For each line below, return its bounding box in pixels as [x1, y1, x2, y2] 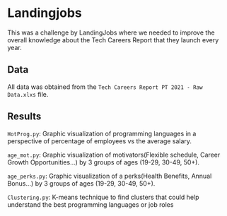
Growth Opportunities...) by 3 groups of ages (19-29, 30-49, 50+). [7, 157, 200, 167]
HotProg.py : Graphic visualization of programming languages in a [7, 129, 197, 138]
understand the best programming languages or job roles [7, 200, 174, 209]
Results [7, 111, 42, 123]
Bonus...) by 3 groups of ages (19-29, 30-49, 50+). [7, 179, 156, 188]
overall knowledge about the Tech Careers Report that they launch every [7, 35, 219, 44]
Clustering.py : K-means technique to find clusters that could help [7, 193, 199, 201]
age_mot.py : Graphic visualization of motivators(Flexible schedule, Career [7, 150, 221, 159]
